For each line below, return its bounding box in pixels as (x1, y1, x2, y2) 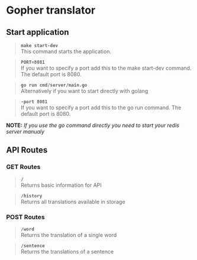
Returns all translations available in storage (20, 198, 125, 205)
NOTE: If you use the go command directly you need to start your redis (6, 122, 179, 129)
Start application (6, 27, 69, 37)
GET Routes (6, 163, 41, 171)
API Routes (6, 145, 48, 155)
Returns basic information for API (20, 181, 102, 188)
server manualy (6, 128, 45, 135)
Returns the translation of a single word (20, 231, 117, 238)
